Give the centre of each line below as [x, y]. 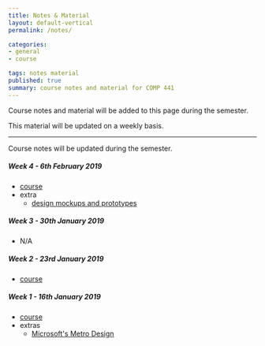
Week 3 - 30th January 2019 [56, 221]
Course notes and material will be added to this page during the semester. [128, 110]
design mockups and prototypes [84, 203]
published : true [35, 80]
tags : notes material [44, 73]
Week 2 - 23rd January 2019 [56, 259]
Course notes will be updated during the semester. [90, 148]
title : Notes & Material [49, 15]
